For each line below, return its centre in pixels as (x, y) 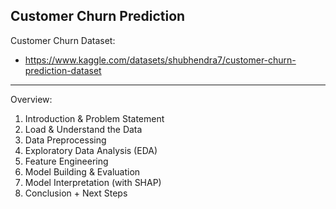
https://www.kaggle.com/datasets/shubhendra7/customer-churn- (160, 60)
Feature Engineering (66, 161)
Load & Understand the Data (83, 129)
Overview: (31, 99)
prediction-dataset (63, 70)
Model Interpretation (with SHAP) (93, 182)
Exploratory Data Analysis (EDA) (91, 150)
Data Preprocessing (65, 140)
